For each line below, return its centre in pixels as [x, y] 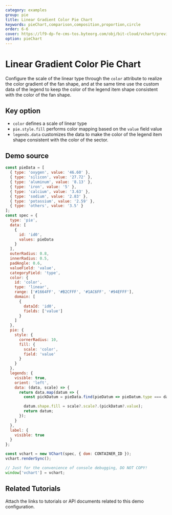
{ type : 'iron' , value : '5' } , [43, 187]
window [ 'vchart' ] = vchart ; [35, 473]
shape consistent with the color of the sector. [60, 140]
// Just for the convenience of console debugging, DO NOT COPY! [76, 468]
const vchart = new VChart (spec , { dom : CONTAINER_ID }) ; [68, 454]
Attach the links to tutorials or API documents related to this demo [75, 501]
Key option [23, 111]
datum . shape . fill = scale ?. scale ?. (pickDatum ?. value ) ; [83, 407]
